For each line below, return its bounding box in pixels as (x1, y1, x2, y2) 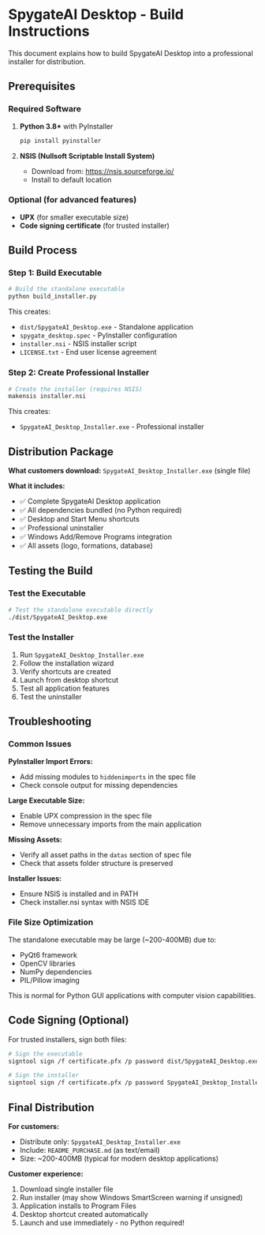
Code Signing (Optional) (8, 1014, 129, 1027)
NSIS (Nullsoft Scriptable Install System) (19, 151, 155, 160)
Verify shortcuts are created (19, 666, 112, 676)
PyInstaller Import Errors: (8, 756, 93, 766)
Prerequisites (8, 80, 76, 93)
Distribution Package (8, 445, 114, 458)
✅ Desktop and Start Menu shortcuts (19, 514, 140, 524)
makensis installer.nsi (8, 393, 87, 401)
